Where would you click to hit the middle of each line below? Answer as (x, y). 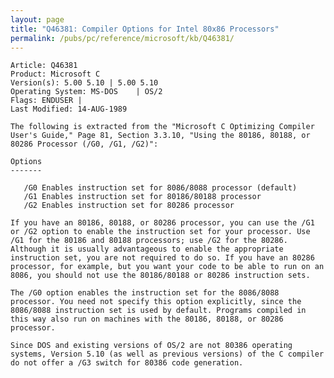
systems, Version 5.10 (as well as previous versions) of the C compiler (167, 354)
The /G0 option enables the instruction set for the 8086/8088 (145, 293)
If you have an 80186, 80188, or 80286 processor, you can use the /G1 (162, 223)
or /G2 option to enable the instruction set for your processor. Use (160, 232)
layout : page (37, 19)
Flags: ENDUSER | (46, 101)
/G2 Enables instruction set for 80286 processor (129, 206)
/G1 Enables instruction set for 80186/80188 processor (142, 197)
